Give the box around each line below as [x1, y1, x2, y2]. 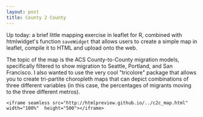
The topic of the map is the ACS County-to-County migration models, [6, 56, 180, 63]
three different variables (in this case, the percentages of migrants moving [6, 81, 192, 89]
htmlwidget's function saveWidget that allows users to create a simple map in [6, 38, 198, 45]
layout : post [6, 8, 39, 15]
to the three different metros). [6, 88, 81, 95]
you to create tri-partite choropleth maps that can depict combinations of [6, 75, 189, 82]
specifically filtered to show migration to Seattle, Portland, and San [6, 62, 173, 70]
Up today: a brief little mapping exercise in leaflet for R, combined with [6, 31, 182, 38]
